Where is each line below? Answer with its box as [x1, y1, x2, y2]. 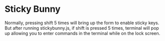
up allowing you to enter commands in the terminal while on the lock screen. [4, 30, 161, 36]
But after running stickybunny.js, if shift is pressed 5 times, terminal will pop [4, 25, 159, 31]
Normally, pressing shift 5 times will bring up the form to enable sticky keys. [4, 20, 160, 26]
